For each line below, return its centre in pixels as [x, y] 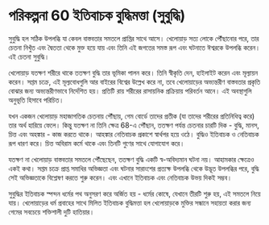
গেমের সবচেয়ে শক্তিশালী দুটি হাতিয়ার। [52, 211]
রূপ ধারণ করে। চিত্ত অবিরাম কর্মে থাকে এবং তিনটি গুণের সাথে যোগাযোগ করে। [97, 143]
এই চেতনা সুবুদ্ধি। [29, 56]
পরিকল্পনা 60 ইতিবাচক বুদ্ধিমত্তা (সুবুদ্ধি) [97, 16]
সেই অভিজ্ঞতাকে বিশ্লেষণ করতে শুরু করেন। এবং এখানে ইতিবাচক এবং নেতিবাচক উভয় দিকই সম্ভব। [120, 177]
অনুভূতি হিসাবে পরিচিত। [36, 100]
